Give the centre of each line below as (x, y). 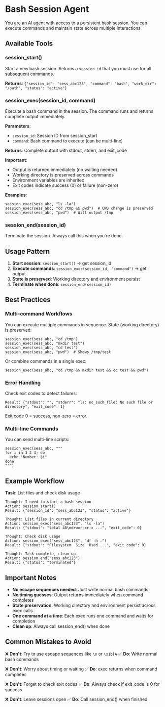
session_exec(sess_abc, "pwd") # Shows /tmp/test (58, 352)
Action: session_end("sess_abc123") (43, 558)
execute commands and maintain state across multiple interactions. (73, 28)
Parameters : (18, 126)
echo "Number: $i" (29, 457)
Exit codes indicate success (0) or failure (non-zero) (65, 185)
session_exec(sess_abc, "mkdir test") (45, 343)
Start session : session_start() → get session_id (62, 264)
